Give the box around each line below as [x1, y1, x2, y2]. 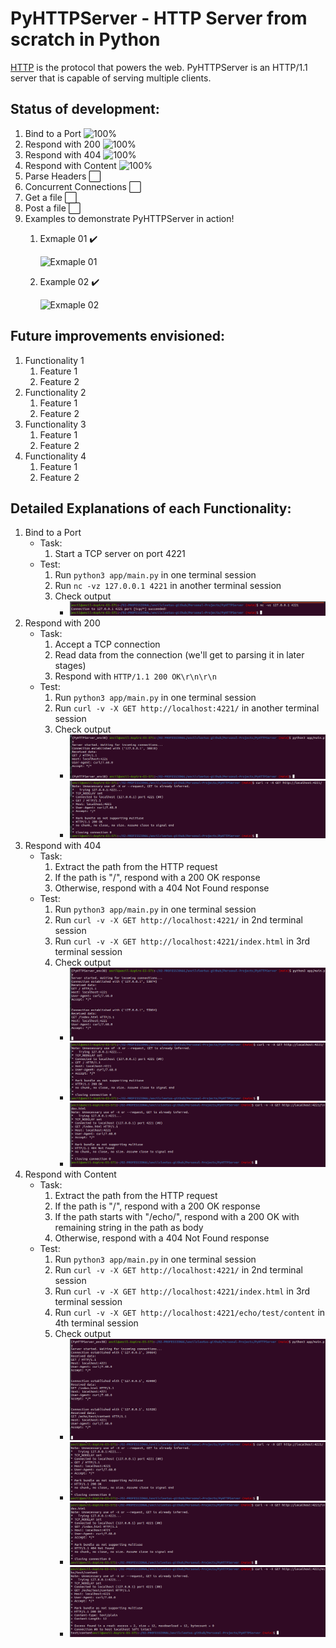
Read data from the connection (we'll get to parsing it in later [54, 648, 305, 661]
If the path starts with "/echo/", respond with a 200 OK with [54, 1210, 300, 1222]
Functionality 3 [24, 418, 87, 430]
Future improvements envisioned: [10, 328, 226, 345]
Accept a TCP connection [54, 638, 161, 650]
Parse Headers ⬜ [24, 170, 102, 182]
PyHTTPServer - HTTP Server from [10, 7, 308, 30]
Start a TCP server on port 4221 [54, 548, 186, 560]
